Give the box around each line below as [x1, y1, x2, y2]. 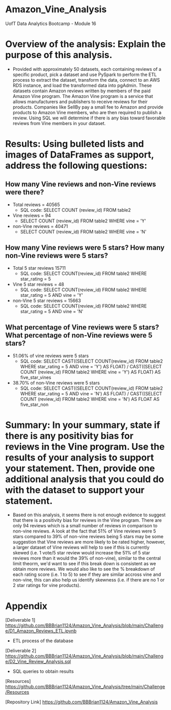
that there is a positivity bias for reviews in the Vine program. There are [12, 517, 162, 523]
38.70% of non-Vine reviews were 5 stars [12, 379, 100, 386]
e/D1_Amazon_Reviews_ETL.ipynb [5, 628, 77, 634]
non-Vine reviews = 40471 [12, 223, 68, 229]
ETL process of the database [12, 638, 74, 644]
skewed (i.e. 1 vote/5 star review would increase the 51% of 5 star [12, 550, 150, 556]
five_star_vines [20, 374, 51, 381]
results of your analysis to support [5, 451, 154, 463]
